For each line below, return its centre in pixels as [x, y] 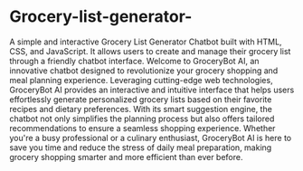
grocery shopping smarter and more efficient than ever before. [126, 157]
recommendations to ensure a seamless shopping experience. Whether [142, 128]
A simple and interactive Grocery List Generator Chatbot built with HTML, [146, 42]
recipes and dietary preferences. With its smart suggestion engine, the [141, 109]
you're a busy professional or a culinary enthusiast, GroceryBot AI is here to [151, 138]
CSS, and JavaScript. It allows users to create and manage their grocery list [150, 51]
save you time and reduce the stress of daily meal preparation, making [141, 147]
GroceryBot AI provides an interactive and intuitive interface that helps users [152, 90]
